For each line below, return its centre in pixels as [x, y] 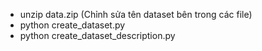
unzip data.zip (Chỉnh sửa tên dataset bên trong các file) [136, 14]
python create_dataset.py [72, 25]
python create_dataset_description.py [97, 35]
